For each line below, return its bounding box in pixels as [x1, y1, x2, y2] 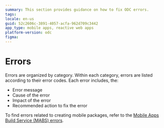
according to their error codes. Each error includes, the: [5, 77, 119, 83]
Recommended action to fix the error [12, 102, 88, 108]
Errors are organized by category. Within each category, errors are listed [5, 72, 153, 78]
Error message [12, 87, 43, 93]
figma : [5, 35, 19, 40]
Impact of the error [12, 97, 51, 103]
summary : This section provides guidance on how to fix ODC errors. [5, 7, 149, 12]
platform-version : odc [5, 30, 52, 35]
